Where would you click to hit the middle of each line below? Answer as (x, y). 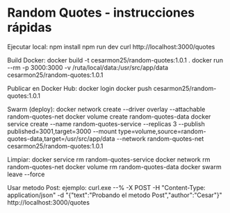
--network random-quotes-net (160, 138)
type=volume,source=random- (162, 131)
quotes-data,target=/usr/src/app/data (61, 138)
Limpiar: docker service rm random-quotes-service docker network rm (109, 159)
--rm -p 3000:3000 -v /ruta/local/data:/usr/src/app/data (88, 67)
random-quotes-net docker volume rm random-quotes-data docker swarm (114, 167)
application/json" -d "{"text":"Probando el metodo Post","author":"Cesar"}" (115, 195)
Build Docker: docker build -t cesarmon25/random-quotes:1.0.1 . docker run (115, 60)
